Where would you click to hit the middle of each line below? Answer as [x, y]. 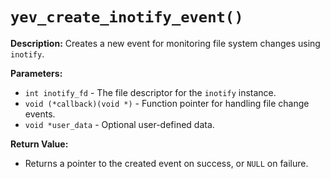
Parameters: [36, 73]
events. [40, 114]
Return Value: [39, 144]
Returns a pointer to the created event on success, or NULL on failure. [166, 163]
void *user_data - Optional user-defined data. [119, 124]
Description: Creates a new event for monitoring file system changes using [165, 43]
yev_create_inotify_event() [127, 17]
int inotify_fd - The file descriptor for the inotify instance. [150, 92]
